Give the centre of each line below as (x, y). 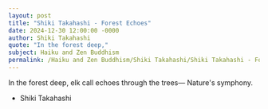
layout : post (30, 16)
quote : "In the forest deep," (59, 45)
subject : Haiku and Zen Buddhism (64, 53)
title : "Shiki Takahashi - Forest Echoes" (80, 23)
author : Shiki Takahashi (49, 38)
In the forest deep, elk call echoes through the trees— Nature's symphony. (131, 82)
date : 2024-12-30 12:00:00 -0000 (64, 30)
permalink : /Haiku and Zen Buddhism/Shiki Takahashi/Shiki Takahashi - (130, 60)
